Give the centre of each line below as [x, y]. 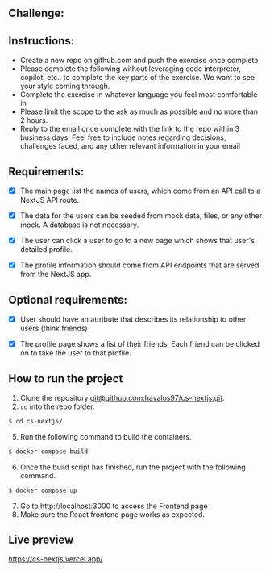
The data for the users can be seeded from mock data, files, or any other [141, 216]
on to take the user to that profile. [75, 353]
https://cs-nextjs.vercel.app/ [56, 559]
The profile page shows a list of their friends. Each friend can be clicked [140, 344]
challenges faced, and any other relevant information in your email [130, 146]
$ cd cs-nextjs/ [35, 422]
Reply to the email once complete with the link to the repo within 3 [130, 129]
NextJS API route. [50, 200]
